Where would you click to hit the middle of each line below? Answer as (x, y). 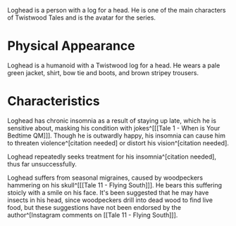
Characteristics (54, 101)
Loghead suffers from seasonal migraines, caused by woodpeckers (105, 178)
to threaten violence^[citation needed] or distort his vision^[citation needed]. (118, 142)
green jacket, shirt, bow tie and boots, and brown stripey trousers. (103, 72)
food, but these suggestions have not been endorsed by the (94, 207)
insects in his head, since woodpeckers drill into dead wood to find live (110, 200)
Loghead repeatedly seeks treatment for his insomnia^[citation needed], (112, 157)
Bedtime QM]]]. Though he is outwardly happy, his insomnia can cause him (116, 135)
